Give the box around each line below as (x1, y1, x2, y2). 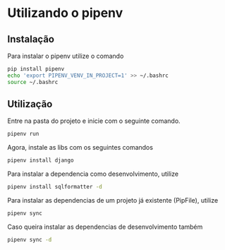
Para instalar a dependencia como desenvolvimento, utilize (7, 169, 178, 178)
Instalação (7, 33, 55, 45)
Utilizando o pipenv (7, 5, 123, 21)
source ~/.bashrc (7, 78, 59, 85)
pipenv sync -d (7, 236, 52, 243)
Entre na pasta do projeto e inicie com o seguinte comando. (7, 117, 181, 125)
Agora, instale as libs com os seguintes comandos (7, 143, 154, 152)
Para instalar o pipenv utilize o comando (7, 52, 124, 60)
